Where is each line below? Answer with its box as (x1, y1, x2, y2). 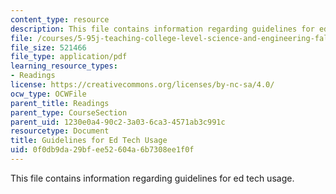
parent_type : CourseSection (10, 107, 128, 118)
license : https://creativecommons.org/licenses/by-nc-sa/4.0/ (10, 80, 275, 90)
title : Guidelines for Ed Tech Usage (10, 136, 168, 146)
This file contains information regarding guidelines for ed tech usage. (10, 172, 295, 184)
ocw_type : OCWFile (10, 89, 87, 99)
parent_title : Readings (10, 98, 110, 108)
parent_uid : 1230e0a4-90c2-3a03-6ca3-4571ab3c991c (10, 117, 226, 127)
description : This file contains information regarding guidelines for (10, 24, 315, 34)
